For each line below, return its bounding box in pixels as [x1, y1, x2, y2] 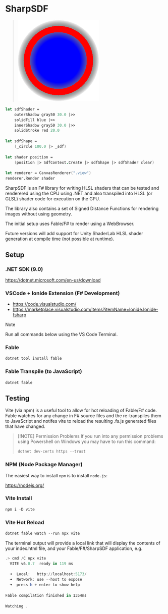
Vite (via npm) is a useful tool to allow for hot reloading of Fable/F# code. [5, 407, 157, 414]
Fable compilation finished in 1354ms [5, 593, 87, 598]
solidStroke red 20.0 [14, 128, 60, 133]
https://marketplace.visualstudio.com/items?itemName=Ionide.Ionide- [12, 306, 158, 313]
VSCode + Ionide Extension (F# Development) [5, 290, 120, 297]
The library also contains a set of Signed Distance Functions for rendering [5, 205, 159, 212]
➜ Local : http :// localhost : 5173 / [10, 572, 87, 577]
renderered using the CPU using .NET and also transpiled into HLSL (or [5, 190, 153, 197]
